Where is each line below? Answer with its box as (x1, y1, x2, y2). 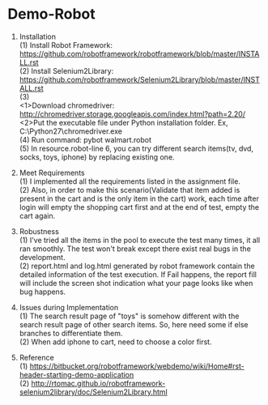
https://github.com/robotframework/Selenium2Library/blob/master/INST (19, 75, 260, 84)
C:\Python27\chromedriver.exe (19, 126, 123, 136)
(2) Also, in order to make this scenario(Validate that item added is (19, 185, 240, 194)
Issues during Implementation (19, 302, 119, 312)
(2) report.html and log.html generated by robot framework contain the (19, 261, 256, 271)
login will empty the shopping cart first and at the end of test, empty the (19, 202, 260, 211)
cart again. (19, 211, 56, 220)
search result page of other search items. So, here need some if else (19, 319, 249, 329)
